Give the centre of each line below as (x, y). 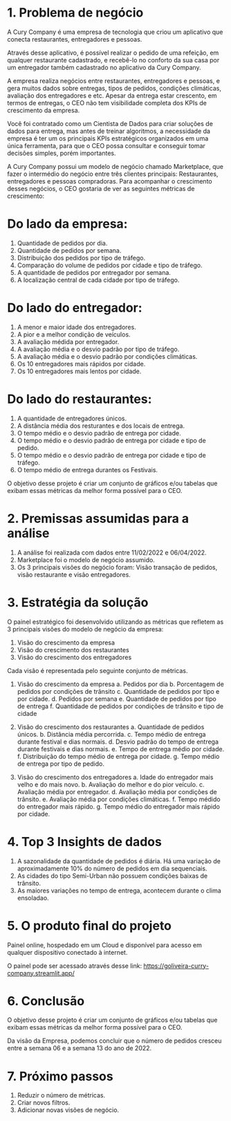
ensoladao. (33, 897)
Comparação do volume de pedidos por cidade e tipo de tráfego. (110, 265)
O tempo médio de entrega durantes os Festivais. (87, 469)
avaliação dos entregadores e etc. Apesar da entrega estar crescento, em (112, 96)
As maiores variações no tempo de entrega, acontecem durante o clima (119, 890)
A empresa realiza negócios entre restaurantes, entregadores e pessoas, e (113, 80)
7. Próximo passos (60, 1076)
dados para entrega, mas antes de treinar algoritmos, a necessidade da (109, 131)
